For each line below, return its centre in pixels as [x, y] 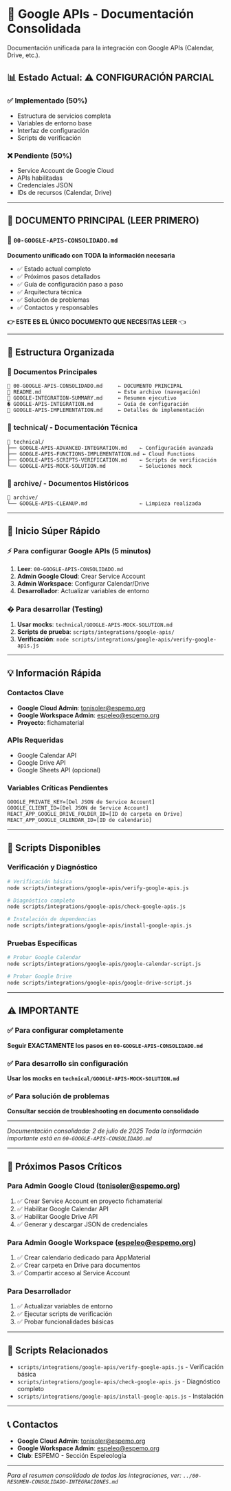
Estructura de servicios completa [64, 116]
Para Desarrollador [39, 1291]
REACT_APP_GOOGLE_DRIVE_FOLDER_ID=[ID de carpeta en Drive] [95, 814]
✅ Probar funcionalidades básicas [65, 1322]
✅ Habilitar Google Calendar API [63, 1209]
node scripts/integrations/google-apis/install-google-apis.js [100, 926]
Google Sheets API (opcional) [59, 770]
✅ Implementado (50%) [47, 101]
